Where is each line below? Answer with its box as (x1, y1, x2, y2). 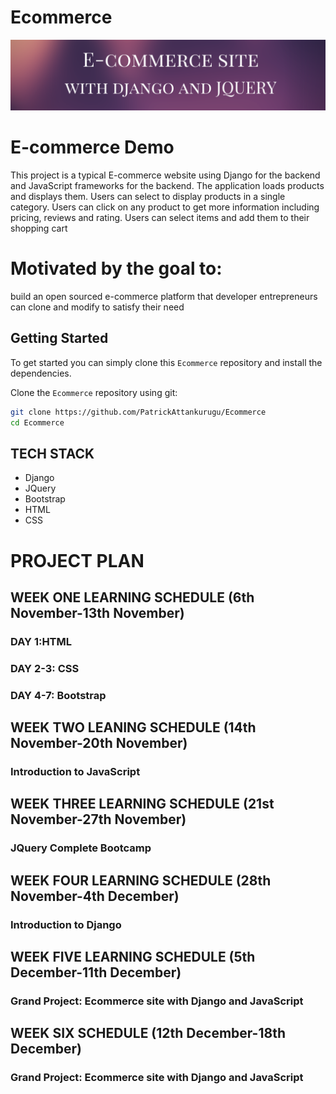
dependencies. (10, 367, 72, 379)
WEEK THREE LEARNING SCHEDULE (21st (10, 796, 275, 813)
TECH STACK (10, 445, 95, 462)
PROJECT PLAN (10, 549, 145, 572)
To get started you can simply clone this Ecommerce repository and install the (10, 356, 323, 368)
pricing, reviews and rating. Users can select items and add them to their (10, 212, 310, 224)
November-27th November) (10, 811, 187, 828)
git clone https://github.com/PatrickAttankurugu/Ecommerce (10, 407, 267, 417)
